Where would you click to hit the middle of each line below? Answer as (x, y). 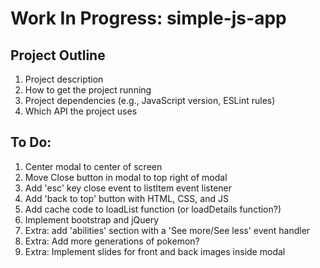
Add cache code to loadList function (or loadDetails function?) (153, 209)
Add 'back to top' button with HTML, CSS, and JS (126, 198)
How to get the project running (88, 90)
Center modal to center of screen (93, 166)
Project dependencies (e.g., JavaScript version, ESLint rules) (150, 100)
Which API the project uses (81, 111)
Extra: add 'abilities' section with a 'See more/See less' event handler (167, 230)
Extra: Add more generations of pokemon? (112, 241)
